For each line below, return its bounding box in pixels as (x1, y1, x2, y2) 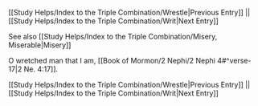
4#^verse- (216, 56, 252, 65)
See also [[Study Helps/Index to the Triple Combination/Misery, (8, 32, 218, 41)
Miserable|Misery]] (8, 40, 72, 50)
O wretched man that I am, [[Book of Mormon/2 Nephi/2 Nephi (8, 56, 215, 65)
